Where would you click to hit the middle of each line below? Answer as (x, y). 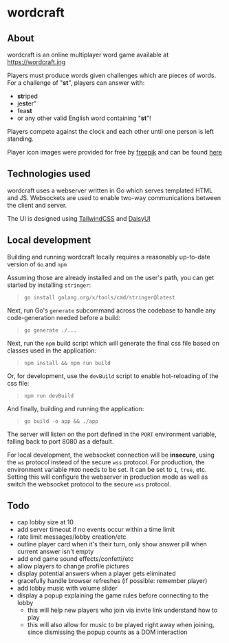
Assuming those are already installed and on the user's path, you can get (111, 277)
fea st (24, 111)
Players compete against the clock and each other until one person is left (111, 131)
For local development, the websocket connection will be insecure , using (111, 455)
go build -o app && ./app (61, 421)
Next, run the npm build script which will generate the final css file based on (113, 343)
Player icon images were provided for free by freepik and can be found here (115, 152)
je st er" (27, 103)
